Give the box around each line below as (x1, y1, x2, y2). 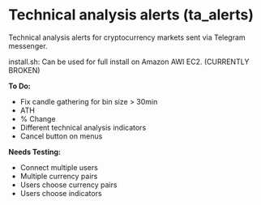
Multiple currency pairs (19, 171, 98, 181)
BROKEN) (8, 65, 41, 75)
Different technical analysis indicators (19, 122, 147, 132)
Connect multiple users (19, 162, 99, 172)
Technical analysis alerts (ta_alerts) (8, 6, 254, 24)
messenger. (8, 41, 48, 50)
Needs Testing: (8, 147, 61, 156)
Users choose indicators (19, 188, 103, 198)
